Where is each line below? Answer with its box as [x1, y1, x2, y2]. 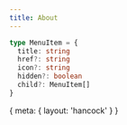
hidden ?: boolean [17, 72, 83, 82]
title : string [17, 46, 70, 55]
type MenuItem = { [9, 38, 78, 47]
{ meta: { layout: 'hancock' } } [9, 105, 119, 116]
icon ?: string [17, 63, 70, 72]
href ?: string [17, 55, 70, 64]
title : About [9, 13, 59, 23]
